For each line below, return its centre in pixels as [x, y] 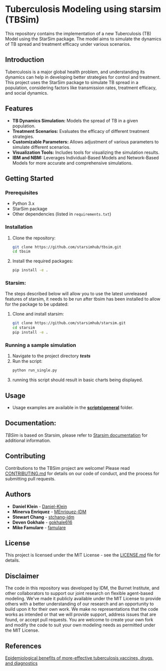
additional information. [28, 440]
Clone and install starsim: [38, 314]
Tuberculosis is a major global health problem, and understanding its [75, 72]
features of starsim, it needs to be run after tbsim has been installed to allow [83, 299]
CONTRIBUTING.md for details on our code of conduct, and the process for [82, 473]
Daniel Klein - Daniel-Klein [40, 506]
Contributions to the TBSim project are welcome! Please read [67, 468]
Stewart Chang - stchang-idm [43, 517]
